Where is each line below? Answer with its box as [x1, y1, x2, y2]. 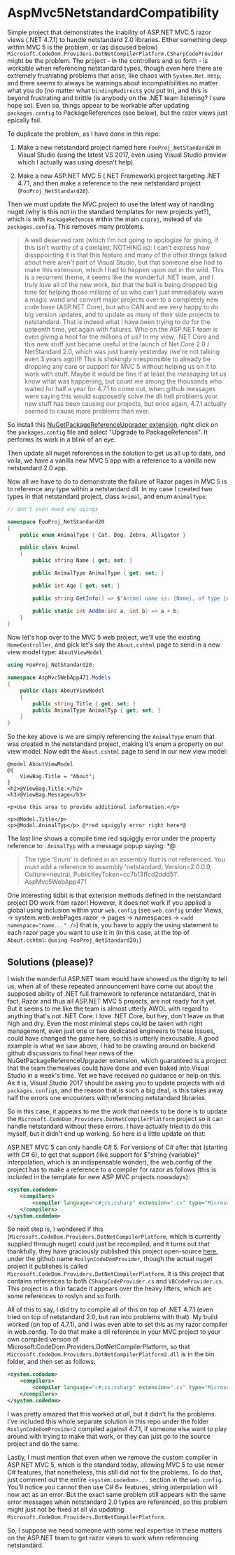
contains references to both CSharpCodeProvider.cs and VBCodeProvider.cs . [7, 1277, 224, 1286]
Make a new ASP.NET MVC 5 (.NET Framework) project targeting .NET [17, 171, 221, 180]
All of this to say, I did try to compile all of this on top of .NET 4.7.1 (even [7, 1305, 213, 1314]
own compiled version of [7, 1335, 79, 1344]
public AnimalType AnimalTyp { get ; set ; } [32, 707, 161, 714]
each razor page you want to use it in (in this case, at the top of [7, 929, 190, 937]
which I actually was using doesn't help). [17, 157, 135, 166]
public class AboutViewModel [20, 687, 105, 694]
